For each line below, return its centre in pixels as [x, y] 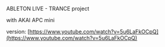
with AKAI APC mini [31, 20]
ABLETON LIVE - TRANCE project [48, 9]
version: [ [18, 32]
